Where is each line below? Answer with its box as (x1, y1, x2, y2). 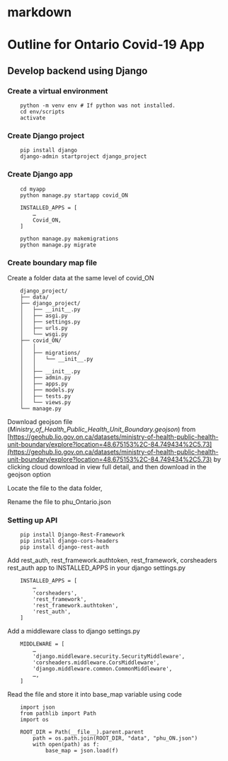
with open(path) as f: (33, 741, 100, 748)
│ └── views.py (20, 399, 72, 406)
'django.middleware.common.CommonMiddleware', (33, 665, 173, 673)
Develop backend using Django (7, 64, 148, 76)
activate (20, 115, 46, 122)
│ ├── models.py (20, 387, 74, 394)
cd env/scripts (20, 108, 65, 115)
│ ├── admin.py (20, 374, 72, 381)
